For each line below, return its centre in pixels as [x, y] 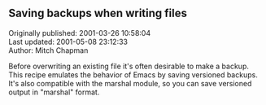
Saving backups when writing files [98, 13]
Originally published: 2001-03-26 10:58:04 [80, 33]
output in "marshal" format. [54, 92]
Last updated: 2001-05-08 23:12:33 [68, 42]
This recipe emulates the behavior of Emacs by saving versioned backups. [133, 74]
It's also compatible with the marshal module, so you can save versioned [130, 83]
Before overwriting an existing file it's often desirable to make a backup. [129, 66]
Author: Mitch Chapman [48, 50]
